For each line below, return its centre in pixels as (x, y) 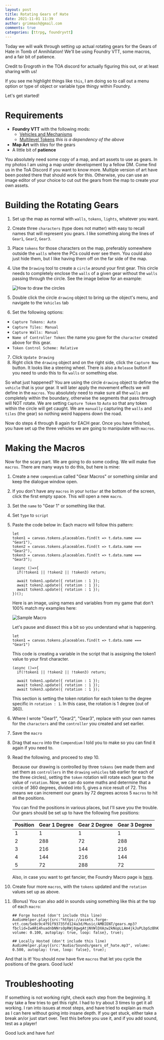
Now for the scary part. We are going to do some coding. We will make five (81, 462)
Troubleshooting (40, 984)
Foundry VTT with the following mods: (51, 129)
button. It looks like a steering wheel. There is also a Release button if (82, 368)
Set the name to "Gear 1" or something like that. (59, 506)
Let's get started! (22, 96)
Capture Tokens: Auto (34, 322)
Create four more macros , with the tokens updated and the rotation (79, 886)
